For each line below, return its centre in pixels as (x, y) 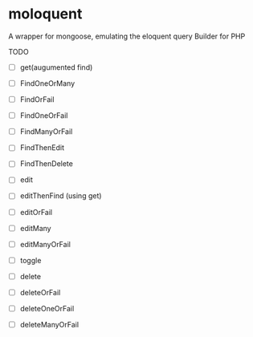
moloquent (45, 14)
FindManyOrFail (46, 132)
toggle (31, 260)
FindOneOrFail (44, 116)
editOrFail (36, 212)
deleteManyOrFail (49, 324)
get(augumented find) (56, 67)
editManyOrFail (45, 244)
